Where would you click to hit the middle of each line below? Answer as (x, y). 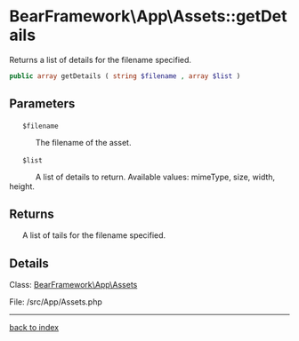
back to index (34, 328)
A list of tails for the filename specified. (94, 235)
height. (22, 186)
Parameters (42, 104)
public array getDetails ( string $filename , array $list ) (125, 76)
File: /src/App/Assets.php (56, 302)
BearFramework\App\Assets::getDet (148, 16)
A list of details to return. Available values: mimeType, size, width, (155, 177)
